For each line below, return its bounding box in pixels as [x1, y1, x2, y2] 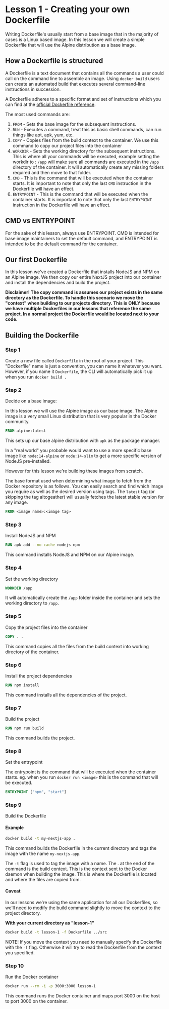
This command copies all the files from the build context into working [5, 643, 149, 649]
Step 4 [5, 564, 22, 571]
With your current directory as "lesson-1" [5, 920, 94, 926]
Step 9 [5, 802, 22, 809]
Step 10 [5, 962, 24, 969]
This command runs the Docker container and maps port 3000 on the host [5, 992, 160, 999]
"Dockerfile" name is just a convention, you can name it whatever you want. [5, 363, 163, 369]
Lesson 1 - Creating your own [5, 4, 130, 15]
